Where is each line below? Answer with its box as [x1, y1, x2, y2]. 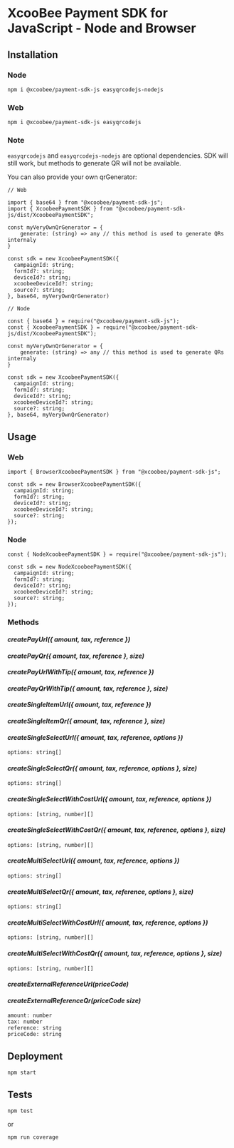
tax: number [7, 1018, 43, 1025]
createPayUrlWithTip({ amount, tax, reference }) [7, 668, 154, 676]
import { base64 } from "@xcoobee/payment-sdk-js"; [7, 199, 164, 206]
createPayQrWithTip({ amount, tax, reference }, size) [7, 684, 169, 693]
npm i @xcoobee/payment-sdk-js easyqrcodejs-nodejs [7, 86, 164, 93]
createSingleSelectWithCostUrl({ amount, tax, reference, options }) [7, 794, 212, 803]
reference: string [7, 1025, 62, 1032]
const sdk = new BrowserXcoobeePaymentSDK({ [7, 481, 142, 488]
